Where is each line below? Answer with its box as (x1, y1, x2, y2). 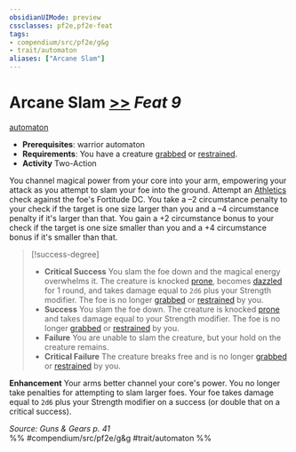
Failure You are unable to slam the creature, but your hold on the (44, 332, 282, 343)
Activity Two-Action (21, 157, 98, 169)
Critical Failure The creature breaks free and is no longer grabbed (44, 351, 287, 361)
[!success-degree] (30, 249, 100, 259)
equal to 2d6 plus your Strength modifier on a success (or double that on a (9, 396, 280, 407)
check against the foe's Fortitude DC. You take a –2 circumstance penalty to (9, 194, 288, 204)
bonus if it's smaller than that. (9, 232, 118, 242)
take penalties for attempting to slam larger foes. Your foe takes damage (9, 387, 274, 398)
